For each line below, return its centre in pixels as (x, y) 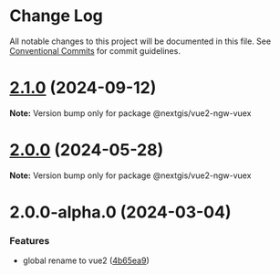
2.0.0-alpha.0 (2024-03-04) (120, 212)
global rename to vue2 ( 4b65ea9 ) (86, 260)
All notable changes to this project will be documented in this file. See (140, 41)
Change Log (56, 16)
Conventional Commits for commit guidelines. (95, 50)
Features (30, 240)
